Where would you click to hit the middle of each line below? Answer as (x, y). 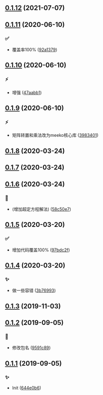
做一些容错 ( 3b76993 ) (34, 291)
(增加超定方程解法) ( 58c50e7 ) (42, 209)
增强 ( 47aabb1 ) (27, 93)
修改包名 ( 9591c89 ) (31, 348)
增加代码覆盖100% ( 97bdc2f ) (41, 250)
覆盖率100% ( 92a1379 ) (35, 50)
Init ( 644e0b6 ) (26, 388)
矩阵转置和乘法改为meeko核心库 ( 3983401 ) (55, 135)
